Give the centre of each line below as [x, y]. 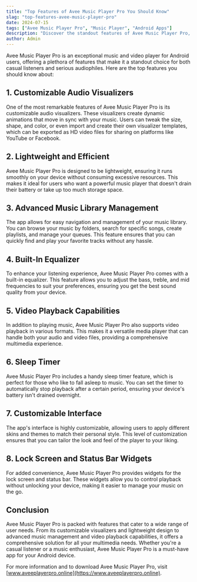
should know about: [30, 74]
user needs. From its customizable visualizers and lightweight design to [93, 530]
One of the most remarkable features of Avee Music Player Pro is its [88, 107]
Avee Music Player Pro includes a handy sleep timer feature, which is [90, 376]
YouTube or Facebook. [33, 138]
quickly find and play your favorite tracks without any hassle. [80, 241]
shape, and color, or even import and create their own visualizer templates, [97, 126]
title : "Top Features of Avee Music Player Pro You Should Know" [88, 11]
